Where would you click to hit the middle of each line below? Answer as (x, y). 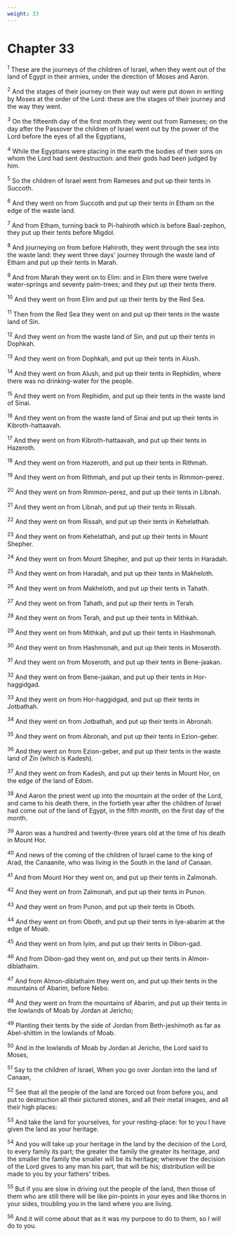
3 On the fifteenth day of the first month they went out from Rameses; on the (117, 120)
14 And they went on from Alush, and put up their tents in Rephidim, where (114, 373)
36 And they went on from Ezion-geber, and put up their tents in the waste (114, 751)
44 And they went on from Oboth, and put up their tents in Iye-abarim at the (116, 921)
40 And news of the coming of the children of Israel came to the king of (110, 854)
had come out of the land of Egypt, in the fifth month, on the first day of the (116, 810)
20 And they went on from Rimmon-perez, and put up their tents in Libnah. (114, 491)
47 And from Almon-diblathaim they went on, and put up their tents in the (112, 980)
